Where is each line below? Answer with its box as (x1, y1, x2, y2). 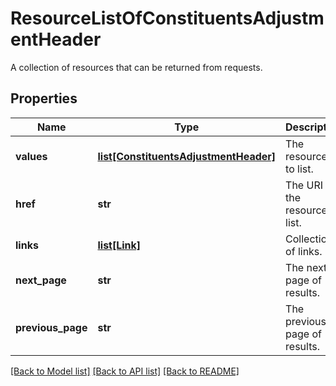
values (15, 149, 48, 163)
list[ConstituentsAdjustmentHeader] (97, 149, 277, 163)
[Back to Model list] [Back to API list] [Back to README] (10, 365, 240, 377)
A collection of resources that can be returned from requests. (10, 61, 263, 73)
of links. (285, 244, 323, 258)
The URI (285, 178, 323, 192)
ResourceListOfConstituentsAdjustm (10, 7, 325, 30)
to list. (285, 162, 314, 176)
